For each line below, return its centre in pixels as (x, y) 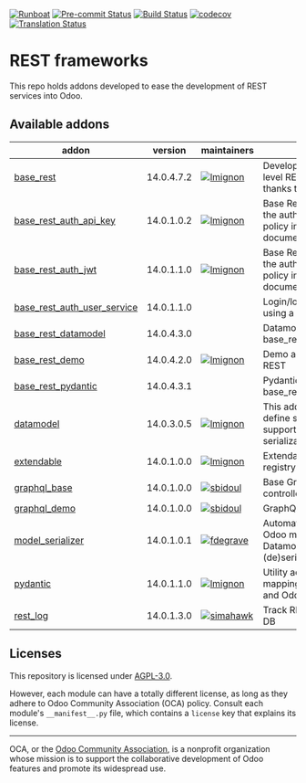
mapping (281, 583)
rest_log (31, 615)
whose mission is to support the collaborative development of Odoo (137, 758)
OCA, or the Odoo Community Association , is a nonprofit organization (140, 748)
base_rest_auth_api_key (65, 220)
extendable (38, 461)
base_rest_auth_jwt (56, 270)
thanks (277, 188)
